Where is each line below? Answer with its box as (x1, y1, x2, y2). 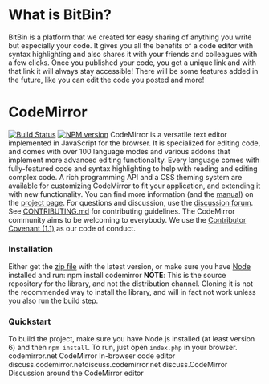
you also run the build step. (8, 296, 99, 306)
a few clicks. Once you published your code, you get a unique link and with (8, 58, 257, 67)
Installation (8, 243, 54, 255)
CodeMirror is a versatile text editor (109, 129, 227, 139)
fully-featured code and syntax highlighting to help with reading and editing (8, 163, 259, 174)
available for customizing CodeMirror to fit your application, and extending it (8, 181, 261, 190)
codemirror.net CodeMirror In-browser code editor (8, 351, 176, 361)
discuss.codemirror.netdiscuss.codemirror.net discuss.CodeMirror (8, 360, 228, 370)
